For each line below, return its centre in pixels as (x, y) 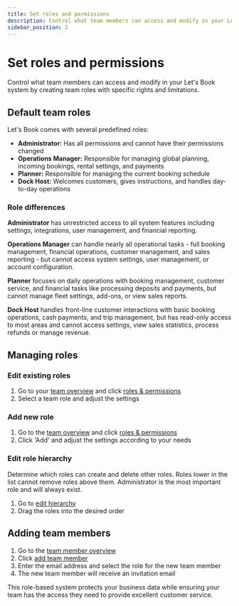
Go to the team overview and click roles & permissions (97, 433)
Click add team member (53, 558)
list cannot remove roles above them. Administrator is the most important (114, 482)
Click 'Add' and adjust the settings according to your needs (105, 440)
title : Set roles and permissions (59, 14)
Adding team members (59, 534)
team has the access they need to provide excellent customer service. (110, 595)
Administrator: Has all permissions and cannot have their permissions (121, 143)
